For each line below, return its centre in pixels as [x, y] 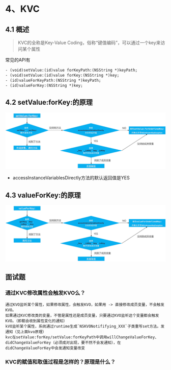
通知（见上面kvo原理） [26, 332]
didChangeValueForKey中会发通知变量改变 [45, 348]
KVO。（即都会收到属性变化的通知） [36, 321]
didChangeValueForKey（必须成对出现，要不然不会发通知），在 [63, 343]
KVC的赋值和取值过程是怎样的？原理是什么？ [61, 362]
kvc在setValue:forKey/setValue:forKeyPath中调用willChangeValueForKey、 [82, 337]
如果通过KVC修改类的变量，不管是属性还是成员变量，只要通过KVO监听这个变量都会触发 [82, 316]
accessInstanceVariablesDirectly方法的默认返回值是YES [71, 177]
